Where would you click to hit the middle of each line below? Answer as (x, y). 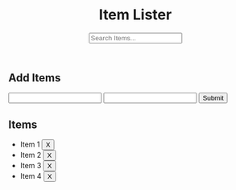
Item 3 (31, 166)
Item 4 (31, 176)
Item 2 (31, 155)
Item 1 (30, 145)
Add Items (35, 78)
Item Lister (135, 15)
